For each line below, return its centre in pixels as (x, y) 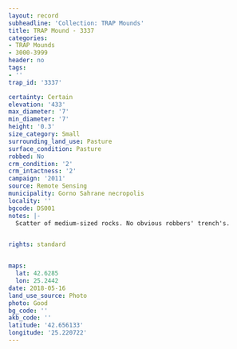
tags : (17, 68)
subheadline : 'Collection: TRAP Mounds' (77, 23)
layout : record (34, 16)
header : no (26, 61)
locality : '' (30, 200)
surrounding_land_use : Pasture (60, 141)
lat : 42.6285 (37, 274)
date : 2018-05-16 (37, 288)
